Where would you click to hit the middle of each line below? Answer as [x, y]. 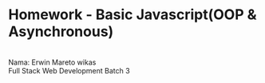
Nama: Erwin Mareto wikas [52, 62]
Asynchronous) [61, 32]
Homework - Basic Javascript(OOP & [132, 15]
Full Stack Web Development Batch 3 [69, 70]
